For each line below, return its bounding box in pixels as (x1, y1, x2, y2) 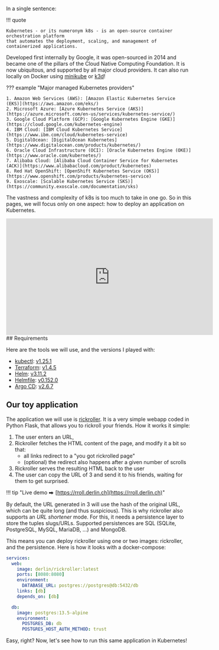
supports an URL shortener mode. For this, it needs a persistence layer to (6, 513, 184, 520)
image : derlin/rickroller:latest (17, 566, 99, 572)
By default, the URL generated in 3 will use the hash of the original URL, (6, 500, 181, 508)
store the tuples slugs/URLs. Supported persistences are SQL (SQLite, (6, 519, 176, 526)
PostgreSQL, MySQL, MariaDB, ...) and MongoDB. (6, 526, 127, 533)
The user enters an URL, (14, 433, 74, 440)
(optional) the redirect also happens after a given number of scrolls (23, 458, 187, 465)
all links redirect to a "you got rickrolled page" (23, 452, 135, 459)
